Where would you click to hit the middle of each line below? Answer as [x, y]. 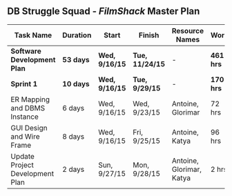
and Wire [25, 136]
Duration [77, 35]
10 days [76, 84]
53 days [76, 59]
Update [22, 156]
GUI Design [29, 128]
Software [26, 51]
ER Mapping [30, 99]
